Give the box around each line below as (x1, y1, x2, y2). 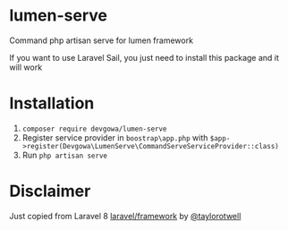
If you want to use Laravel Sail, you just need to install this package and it (9, 52, 280, 63)
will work (9, 62, 43, 72)
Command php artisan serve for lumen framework (9, 35, 194, 46)
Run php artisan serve (21, 149, 107, 160)
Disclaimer (9, 181, 91, 201)
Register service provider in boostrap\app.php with (21, 132, 208, 143)
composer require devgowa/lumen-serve (21, 124, 167, 133)
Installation (9, 93, 95, 114)
